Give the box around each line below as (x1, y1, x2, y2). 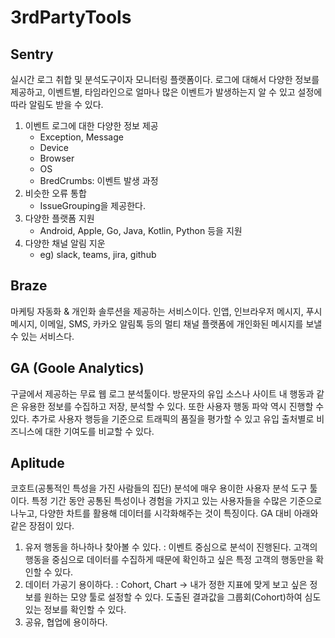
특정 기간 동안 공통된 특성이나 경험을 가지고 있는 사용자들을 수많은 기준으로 (31, 495, 323, 507)
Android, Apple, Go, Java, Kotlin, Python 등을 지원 (39, 225, 243, 236)
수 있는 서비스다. (10, 330, 75, 342)
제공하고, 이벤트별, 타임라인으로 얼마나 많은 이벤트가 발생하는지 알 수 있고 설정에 (10, 86, 323, 98)
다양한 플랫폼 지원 (24, 212, 95, 224)
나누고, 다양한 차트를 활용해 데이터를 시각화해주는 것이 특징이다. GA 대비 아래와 (10, 507, 319, 520)
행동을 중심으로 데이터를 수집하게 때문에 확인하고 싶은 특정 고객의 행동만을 (24, 554, 314, 566)
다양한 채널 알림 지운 (24, 237, 106, 249)
